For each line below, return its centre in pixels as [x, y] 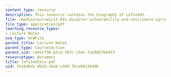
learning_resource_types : [33, 29]
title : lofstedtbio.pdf [31, 62]
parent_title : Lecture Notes [36, 43]
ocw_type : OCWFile [25, 38]
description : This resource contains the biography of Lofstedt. [76, 15]
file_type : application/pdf [35, 24]
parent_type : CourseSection [35, 48]
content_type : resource [31, 10]
